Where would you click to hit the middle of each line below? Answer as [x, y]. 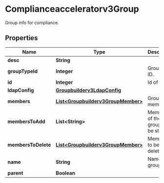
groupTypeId [23, 71]
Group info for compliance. [32, 23]
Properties [21, 38]
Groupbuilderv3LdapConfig [89, 90]
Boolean [66, 173]
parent [15, 173]
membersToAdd [26, 121]
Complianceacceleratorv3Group [72, 9]
